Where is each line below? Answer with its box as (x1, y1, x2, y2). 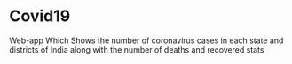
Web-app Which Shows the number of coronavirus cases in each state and (9, 35, 284, 46)
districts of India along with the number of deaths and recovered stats (9, 44, 264, 54)
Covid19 (9, 6, 71, 26)
